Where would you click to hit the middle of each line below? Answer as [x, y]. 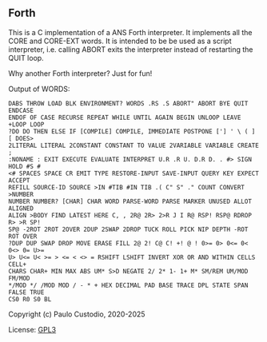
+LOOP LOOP [26, 124]
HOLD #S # [25, 166]
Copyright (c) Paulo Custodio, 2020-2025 [77, 314]
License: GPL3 [32, 329]
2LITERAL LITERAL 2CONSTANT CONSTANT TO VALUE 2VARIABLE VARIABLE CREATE [134, 145]
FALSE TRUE [26, 292]
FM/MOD [19, 278]
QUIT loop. [26, 58]
